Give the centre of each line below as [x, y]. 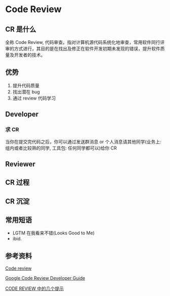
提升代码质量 [26, 85]
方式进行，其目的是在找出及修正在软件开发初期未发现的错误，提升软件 [87, 48]
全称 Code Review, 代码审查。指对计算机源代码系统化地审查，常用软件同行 [83, 42]
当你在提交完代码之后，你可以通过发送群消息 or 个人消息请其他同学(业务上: [83, 141]
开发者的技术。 [30, 55]
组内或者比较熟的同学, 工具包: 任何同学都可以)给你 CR [61, 148]
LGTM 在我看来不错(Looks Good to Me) [54, 233]
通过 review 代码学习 [34, 98]
